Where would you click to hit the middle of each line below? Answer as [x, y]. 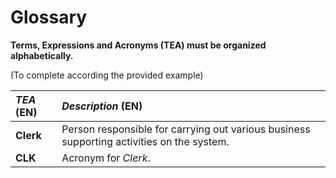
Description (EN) [102, 106]
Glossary [49, 17]
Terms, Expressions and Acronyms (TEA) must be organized [138, 45]
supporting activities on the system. [145, 141]
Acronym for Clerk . [106, 158]
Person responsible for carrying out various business [186, 129]
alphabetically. [42, 55]
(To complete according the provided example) [107, 75]
